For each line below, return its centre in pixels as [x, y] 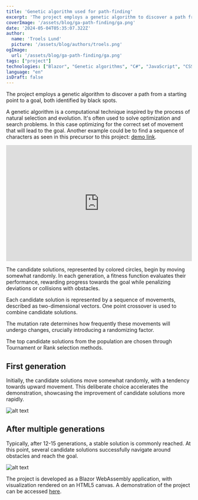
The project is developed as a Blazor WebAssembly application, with [89, 479]
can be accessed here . [34, 491]
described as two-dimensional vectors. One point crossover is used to [91, 306]
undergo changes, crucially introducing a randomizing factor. [80, 330]
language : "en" [25, 72]
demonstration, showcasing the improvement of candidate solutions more [96, 393]
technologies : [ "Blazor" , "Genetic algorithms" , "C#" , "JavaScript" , [93, 66]
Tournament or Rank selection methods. [55, 348]
